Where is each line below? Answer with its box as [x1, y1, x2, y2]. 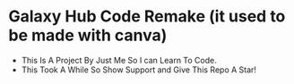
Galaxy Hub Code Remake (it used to [8, 6, 286, 27]
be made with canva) [8, 25, 168, 46]
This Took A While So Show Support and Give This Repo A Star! [21, 64, 257, 75]
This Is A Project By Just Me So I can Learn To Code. [21, 55, 217, 65]
